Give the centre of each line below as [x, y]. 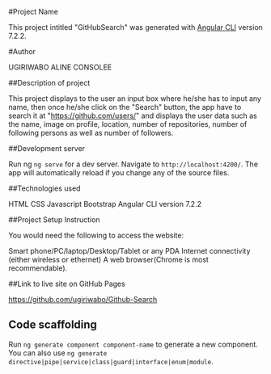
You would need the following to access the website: [96, 235]
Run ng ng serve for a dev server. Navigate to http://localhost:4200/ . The [133, 164]
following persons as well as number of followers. [91, 133]
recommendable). [38, 268]
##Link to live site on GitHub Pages [67, 284]
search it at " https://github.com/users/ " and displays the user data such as [133, 116]
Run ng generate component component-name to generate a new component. [133, 344]
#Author [22, 51]
